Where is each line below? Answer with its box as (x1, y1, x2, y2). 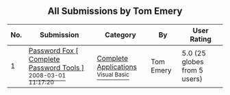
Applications (97, 62, 137, 71)
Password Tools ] (28, 63, 84, 72)
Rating (190, 34, 212, 44)
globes (181, 57, 204, 66)
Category (105, 30, 137, 40)
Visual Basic (97, 70, 130, 78)
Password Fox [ (28, 46, 79, 55)
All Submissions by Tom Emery (47, 5, 183, 17)
